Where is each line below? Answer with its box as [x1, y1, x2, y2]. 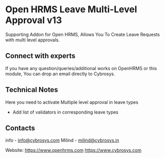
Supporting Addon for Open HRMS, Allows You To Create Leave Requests [5, 31, 160, 37]
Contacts [5, 124, 36, 132]
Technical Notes [5, 85, 59, 94]
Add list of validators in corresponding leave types [12, 109, 119, 115]
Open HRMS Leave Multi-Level [5, 4, 137, 15]
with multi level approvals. [5, 37, 60, 43]
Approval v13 [5, 14, 62, 26]
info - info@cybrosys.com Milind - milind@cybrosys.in [5, 137, 120, 144]
